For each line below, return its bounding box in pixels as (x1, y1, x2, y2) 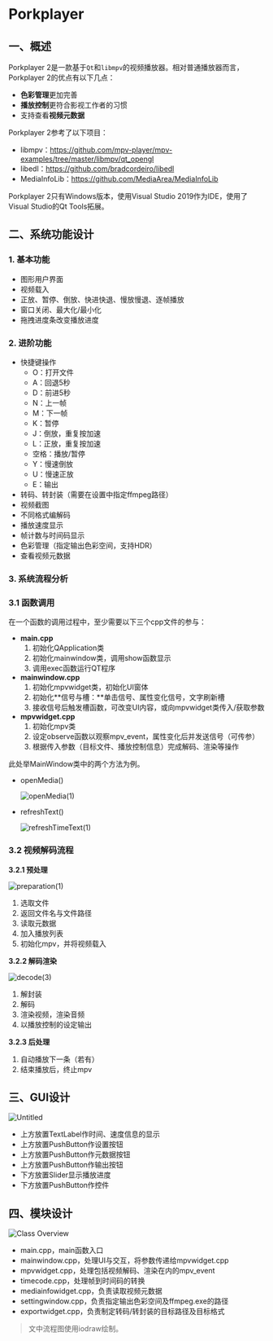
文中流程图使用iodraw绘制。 (28, 1324, 123, 1334)
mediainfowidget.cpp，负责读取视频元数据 (19, 1286, 162, 1296)
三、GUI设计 (8, 1090, 71, 1104)
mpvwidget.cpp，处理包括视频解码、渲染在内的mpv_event (19, 1266, 215, 1276)
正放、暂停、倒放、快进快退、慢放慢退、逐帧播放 (19, 294, 184, 304)
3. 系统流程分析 (8, 573, 69, 584)
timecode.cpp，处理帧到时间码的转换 (19, 1276, 145, 1286)
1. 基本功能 (8, 254, 50, 266)
